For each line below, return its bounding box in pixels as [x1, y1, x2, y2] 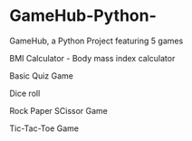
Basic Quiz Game [9, 70, 74, 81]
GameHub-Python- [9, 5, 157, 26]
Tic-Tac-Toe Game [9, 123, 80, 134]
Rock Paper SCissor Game [9, 105, 109, 116]
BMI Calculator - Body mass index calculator [9, 52, 176, 63]
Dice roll [9, 88, 41, 99]
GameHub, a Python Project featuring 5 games [9, 35, 184, 46]
